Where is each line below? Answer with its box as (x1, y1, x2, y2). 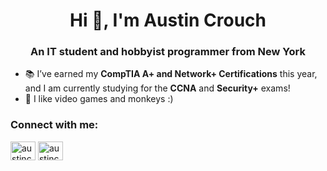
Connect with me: (10, 118, 99, 132)
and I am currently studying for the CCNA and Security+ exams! (24, 82, 291, 94)
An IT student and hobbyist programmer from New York (30, 45, 306, 59)
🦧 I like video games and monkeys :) (24, 93, 174, 105)
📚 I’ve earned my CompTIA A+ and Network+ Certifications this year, (24, 68, 318, 80)
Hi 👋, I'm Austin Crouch (69, 9, 267, 32)
